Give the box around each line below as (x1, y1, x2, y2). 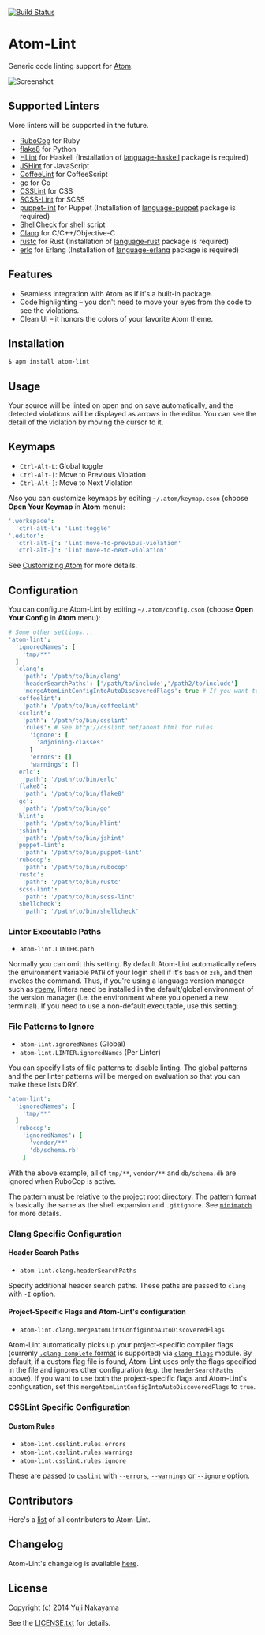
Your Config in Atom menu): (8, 613, 101, 623)
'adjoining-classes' (36, 739, 104, 747)
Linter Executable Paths (8, 926, 101, 937)
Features (8, 268, 53, 281)
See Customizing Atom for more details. (8, 561, 138, 571)
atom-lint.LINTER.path (19, 945, 95, 954)
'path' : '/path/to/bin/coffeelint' (22, 702, 140, 710)
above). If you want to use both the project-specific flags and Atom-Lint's (8, 1373, 247, 1383)
